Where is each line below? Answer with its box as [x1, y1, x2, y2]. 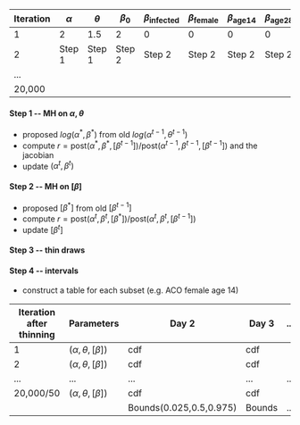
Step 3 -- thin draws [9, 245, 86, 255]
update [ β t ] [21, 222, 64, 235]
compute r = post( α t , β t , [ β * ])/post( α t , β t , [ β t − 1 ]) [21, 212, 196, 224]
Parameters [68, 317, 120, 329]
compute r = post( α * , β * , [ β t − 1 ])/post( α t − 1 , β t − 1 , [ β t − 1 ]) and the [21, 138, 258, 151]
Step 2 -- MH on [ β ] [9, 180, 82, 191]
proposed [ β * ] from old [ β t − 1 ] [21, 201, 132, 213]
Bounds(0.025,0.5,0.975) [128, 402, 237, 414]
